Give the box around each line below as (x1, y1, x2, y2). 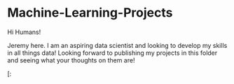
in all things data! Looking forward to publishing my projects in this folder (7, 49, 218, 57)
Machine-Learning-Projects (7, 5, 173, 21)
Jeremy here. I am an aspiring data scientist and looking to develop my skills (7, 41, 228, 49)
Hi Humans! (7, 28, 41, 36)
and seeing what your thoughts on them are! (7, 56, 135, 64)
